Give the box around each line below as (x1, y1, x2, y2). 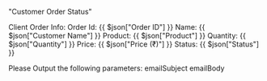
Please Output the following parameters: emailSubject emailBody (8, 63, 225, 73)
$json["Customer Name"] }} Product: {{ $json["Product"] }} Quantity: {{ (8, 31, 247, 40)
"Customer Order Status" (8, 7, 92, 16)
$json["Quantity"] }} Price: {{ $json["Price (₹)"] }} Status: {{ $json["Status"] (8, 39, 260, 49)
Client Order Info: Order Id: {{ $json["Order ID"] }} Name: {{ (8, 22, 206, 31)
